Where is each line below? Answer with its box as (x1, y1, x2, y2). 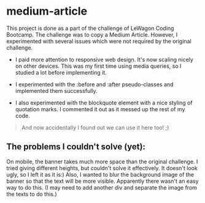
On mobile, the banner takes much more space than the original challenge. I (6, 158, 198, 165)
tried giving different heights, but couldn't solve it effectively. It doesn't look (6, 164, 198, 172)
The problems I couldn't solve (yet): (6, 142, 146, 152)
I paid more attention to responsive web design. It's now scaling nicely (15, 56, 193, 63)
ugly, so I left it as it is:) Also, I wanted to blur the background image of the (6, 171, 195, 178)
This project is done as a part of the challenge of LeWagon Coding (6, 24, 174, 32)
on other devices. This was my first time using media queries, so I (15, 62, 182, 70)
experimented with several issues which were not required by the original (6, 37, 191, 45)
